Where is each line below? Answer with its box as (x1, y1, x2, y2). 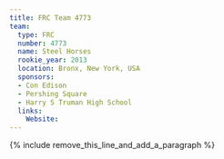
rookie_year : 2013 (17, 55, 88, 65)
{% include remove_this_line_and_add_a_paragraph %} (9, 140, 216, 151)
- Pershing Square (17, 89, 88, 98)
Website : (25, 114, 59, 124)
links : (17, 106, 43, 115)
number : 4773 (17, 38, 67, 48)
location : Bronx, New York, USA (17, 65, 141, 74)
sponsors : (17, 73, 55, 82)
